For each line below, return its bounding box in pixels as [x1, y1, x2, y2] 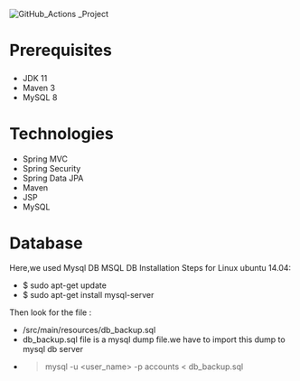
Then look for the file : [9, 307, 92, 318]
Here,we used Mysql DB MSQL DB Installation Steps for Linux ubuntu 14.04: [9, 263, 292, 274]
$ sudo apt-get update [22, 280, 107, 291]
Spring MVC [22, 153, 69, 164]
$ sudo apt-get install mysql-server [22, 290, 155, 301]
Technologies [9, 123, 115, 144]
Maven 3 [22, 82, 56, 93]
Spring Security [22, 163, 81, 173]
